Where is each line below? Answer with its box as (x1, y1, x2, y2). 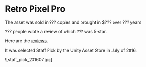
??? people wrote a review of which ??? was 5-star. (5, 28, 107, 34)
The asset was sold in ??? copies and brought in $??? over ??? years (5, 19, 142, 25)
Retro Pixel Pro (5, 3, 65, 14)
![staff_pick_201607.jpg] (5, 56, 52, 62)
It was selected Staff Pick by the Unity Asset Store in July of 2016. (5, 47, 137, 53)
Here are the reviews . (5, 38, 48, 44)
